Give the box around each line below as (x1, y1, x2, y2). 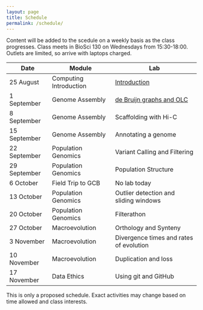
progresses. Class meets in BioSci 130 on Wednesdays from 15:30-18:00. (6, 43, 188, 50)
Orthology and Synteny (115, 224, 181, 232)
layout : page (6, 8, 39, 15)
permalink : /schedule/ (6, 20, 63, 26)
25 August (9, 78, 39, 87)
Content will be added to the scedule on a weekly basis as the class (6, 37, 175, 44)
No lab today (115, 179, 152, 187)
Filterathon (115, 210, 146, 218)
